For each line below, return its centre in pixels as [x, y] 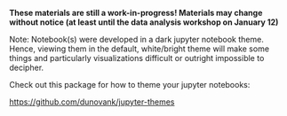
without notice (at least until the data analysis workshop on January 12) [144, 22]
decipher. [27, 67]
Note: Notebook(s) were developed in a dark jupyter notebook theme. [136, 39]
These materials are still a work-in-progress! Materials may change [136, 13]
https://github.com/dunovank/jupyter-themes [92, 102]
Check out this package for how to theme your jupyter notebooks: [130, 85]
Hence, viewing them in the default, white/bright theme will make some [139, 49]
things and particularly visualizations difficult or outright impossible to [137, 58]
